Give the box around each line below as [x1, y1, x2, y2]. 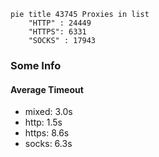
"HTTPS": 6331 [28, 27, 87, 37]
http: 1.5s [24, 116, 63, 129]
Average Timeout [10, 83, 84, 95]
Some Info [10, 58, 62, 72]
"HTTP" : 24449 [28, 18, 92, 28]
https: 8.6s [24, 127, 70, 139]
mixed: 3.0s [24, 106, 73, 118]
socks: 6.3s [24, 138, 73, 150]
